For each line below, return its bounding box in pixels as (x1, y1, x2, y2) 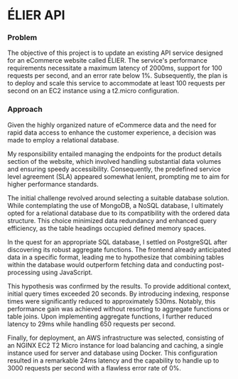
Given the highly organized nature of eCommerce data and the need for (7, 120, 217, 129)
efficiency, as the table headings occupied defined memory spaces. (7, 224, 206, 232)
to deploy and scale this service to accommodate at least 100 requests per (7, 79, 226, 88)
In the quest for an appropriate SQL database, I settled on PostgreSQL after (7, 237, 228, 246)
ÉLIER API (7, 7, 65, 24)
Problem (7, 33, 38, 43)
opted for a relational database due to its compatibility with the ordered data (7, 209, 230, 217)
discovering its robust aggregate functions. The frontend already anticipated (7, 245, 231, 254)
